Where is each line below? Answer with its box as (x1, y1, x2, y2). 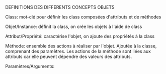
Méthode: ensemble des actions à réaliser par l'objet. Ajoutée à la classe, (5, 43, 157, 49)
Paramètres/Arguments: (5, 63, 55, 69)
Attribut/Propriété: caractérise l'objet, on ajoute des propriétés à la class (5, 33, 155, 39)
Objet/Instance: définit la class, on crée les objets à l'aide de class (5, 23, 142, 29)
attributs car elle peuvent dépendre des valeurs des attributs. (5, 53, 132, 59)
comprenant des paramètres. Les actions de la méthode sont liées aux (5, 48, 151, 54)
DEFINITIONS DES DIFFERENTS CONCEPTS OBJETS (5, 4, 115, 10)
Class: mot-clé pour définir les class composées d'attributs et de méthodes (5, 14, 161, 19)
